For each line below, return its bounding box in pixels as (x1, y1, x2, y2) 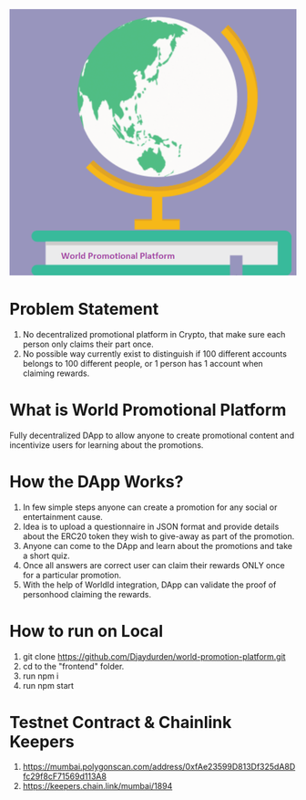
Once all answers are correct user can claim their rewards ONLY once (22, 559, 285, 570)
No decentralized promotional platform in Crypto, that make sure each (22, 328, 286, 339)
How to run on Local (9, 620, 164, 641)
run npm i (22, 670, 59, 681)
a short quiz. (22, 550, 70, 561)
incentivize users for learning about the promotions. (9, 439, 204, 451)
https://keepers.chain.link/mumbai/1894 (22, 781, 173, 792)
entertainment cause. (22, 511, 103, 522)
